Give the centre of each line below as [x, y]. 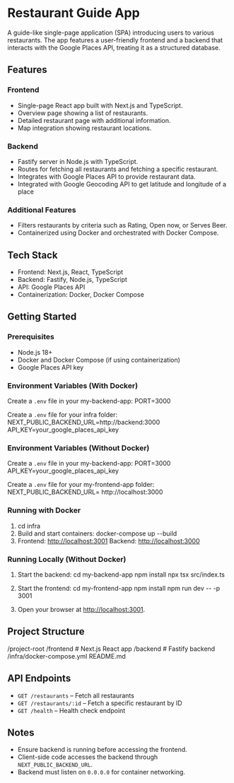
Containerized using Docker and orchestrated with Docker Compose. [118, 233]
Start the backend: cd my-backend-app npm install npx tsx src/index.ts [121, 575]
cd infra [29, 526]
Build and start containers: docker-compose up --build [97, 533]
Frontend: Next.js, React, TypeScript [70, 272]
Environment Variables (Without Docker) [78, 448]
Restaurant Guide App [74, 13]
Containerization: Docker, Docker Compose [81, 295]
